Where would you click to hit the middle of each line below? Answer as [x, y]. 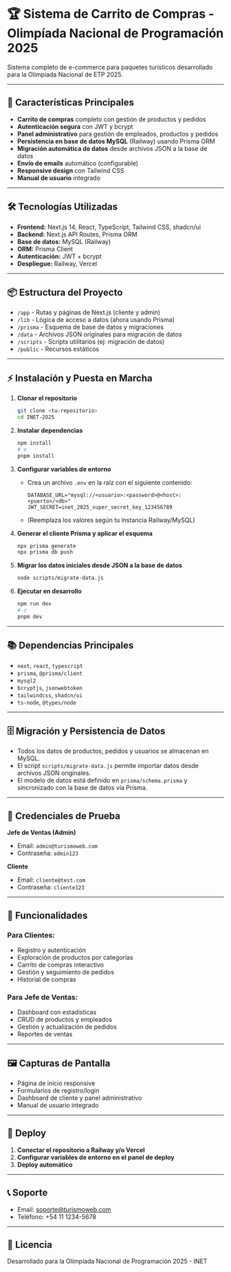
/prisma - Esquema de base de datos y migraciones [90, 327]
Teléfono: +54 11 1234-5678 [56, 1217]
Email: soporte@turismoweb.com [64, 1209]
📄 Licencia [30, 1245]
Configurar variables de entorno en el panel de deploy [96, 1157]
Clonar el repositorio [47, 398]
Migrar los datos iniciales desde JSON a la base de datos [99, 565]
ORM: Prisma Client [45, 249]
